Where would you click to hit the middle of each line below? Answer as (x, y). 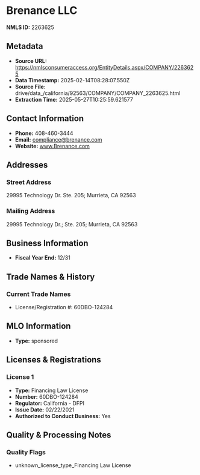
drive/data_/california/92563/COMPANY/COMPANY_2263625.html (98, 93)
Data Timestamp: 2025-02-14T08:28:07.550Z (72, 80)
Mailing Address (31, 211)
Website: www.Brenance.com (52, 146)
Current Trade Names (39, 294)
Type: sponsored (36, 341)
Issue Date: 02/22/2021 (45, 410)
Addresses (27, 165)
